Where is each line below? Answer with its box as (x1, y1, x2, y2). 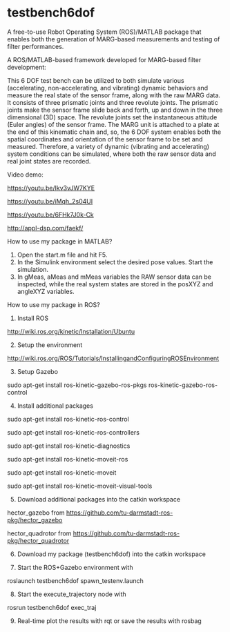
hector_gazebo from (7, 508, 65, 517)
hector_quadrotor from (7, 529, 72, 537)
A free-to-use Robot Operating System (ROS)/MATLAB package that (7, 28, 202, 36)
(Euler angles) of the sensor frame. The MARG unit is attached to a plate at (7, 120, 220, 128)
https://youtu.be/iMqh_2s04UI (7, 197, 93, 205)
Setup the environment (17, 340, 83, 349)
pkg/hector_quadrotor (7, 536, 70, 544)
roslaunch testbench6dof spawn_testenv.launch (7, 576, 144, 584)
